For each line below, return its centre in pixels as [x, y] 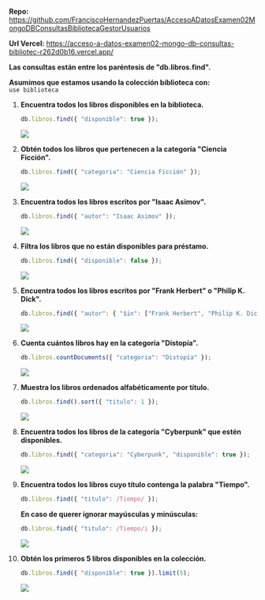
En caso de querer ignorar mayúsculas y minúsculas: [109, 514]
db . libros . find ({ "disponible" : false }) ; [91, 261]
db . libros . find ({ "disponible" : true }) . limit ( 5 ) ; [105, 573]
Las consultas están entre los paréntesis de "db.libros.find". [110, 67]
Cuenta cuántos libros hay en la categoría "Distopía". [109, 343]
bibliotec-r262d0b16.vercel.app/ [61, 52]
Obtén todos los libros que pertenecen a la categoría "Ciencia [123, 148]
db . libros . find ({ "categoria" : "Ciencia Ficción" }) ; [110, 172]
